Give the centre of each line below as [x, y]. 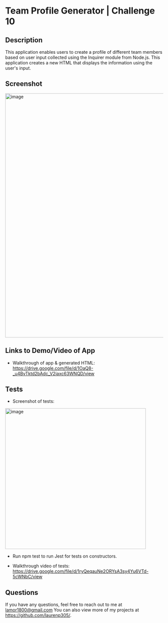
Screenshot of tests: [33, 401]
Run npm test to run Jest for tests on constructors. [64, 556]
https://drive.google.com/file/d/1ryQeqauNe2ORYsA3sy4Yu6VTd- [80, 571]
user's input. [18, 68]
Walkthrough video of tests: [41, 566]
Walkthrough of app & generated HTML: [54, 363]
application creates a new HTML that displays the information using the [79, 63]
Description [24, 40]
